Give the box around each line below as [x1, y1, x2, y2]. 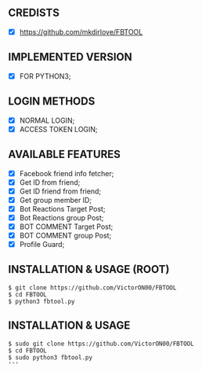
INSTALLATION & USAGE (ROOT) [8, 263, 170, 276]
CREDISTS [8, 6, 60, 20]
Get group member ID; [19, 195, 92, 204]
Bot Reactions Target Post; [19, 204, 106, 213]
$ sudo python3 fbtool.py [8, 353, 92, 361]
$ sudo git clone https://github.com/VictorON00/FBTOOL [8, 340, 194, 348]
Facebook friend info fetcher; [19, 168, 114, 178]
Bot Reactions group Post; [19, 212, 104, 223]
